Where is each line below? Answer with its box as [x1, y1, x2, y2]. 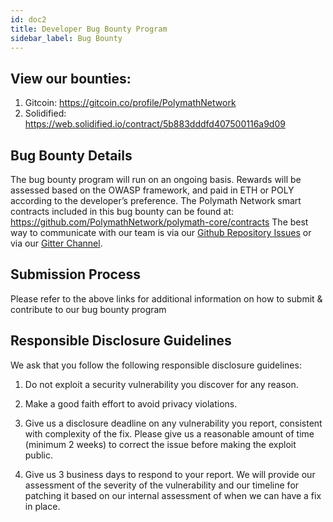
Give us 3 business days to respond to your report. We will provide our [24, 468, 316, 480]
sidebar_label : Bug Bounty [10, 33, 123, 43]
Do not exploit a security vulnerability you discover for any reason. [24, 378, 299, 390]
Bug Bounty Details [10, 147, 133, 164]
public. [24, 449, 54, 461]
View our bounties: [10, 70, 132, 87]
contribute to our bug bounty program [10, 303, 167, 315]
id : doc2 [10, 14, 47, 25]
